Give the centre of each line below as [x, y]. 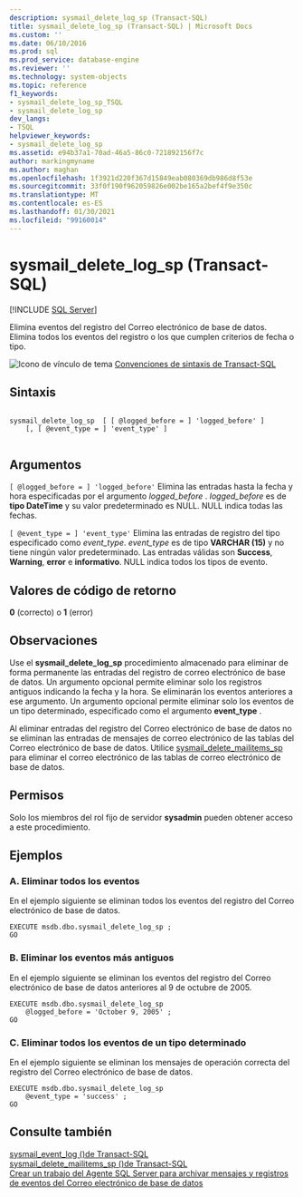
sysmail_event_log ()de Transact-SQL [79, 1153]
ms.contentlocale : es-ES [56, 204]
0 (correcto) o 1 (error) [51, 612]
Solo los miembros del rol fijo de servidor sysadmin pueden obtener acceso [151, 817]
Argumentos [45, 465]
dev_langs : [30, 119]
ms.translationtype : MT [54, 195]
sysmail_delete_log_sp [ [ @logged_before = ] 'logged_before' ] [137, 421]
